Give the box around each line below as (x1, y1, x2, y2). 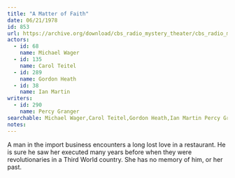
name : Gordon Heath (20, 75, 77, 83)
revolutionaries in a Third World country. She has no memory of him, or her (7, 155, 223, 163)
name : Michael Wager (20, 50, 80, 57)
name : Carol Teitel (20, 62, 77, 69)
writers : (7, 95, 33, 102)
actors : (7, 36, 30, 43)
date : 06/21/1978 (7, 17, 58, 24)
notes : (7, 121, 27, 128)
